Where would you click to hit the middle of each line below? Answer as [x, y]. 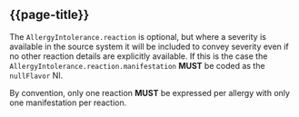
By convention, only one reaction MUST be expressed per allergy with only [150, 93]
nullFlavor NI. [36, 75]
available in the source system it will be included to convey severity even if [149, 46]
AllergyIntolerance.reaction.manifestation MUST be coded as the [137, 65]
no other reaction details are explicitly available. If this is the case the [139, 56]
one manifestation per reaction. [68, 102]
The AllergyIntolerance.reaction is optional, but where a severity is [138, 36]
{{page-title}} [50, 15]
